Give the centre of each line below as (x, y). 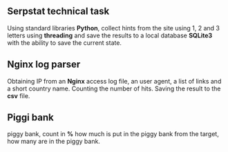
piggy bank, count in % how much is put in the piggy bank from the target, (113, 134)
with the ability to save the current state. (65, 42)
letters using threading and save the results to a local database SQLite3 (110, 35)
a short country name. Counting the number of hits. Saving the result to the (114, 88)
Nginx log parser (44, 65)
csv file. (19, 95)
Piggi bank (30, 118)
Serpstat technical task (58, 11)
